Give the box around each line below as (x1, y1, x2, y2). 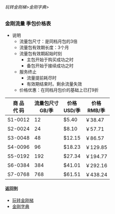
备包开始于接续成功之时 (26, 63, 74, 69)
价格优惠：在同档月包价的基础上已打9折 (19, 87, 99, 93)
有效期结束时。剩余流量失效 (26, 81, 82, 87)
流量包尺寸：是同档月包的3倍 (19, 38, 78, 44)
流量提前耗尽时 (26, 75, 57, 81)
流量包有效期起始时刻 (19, 51, 62, 56)
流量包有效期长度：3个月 (19, 44, 69, 50)
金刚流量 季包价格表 (5, 20, 51, 27)
